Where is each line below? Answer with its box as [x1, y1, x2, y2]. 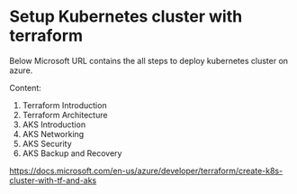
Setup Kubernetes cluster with [9, 6, 243, 27]
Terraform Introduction [22, 99, 107, 110]
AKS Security [22, 138, 72, 149]
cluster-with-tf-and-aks [9, 174, 97, 186]
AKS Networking [22, 128, 85, 139]
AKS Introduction [22, 119, 86, 130]
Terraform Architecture [22, 109, 108, 120]
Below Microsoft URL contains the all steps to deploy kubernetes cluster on [9, 55, 289, 66]
